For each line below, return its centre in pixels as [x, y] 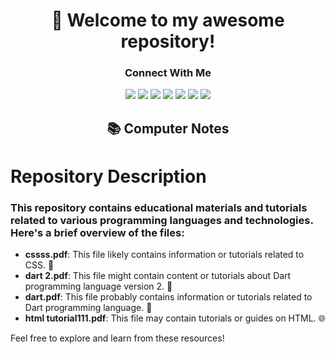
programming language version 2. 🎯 [98, 286]
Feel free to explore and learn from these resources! [117, 338]
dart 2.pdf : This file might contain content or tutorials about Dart [158, 276]
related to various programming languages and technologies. [162, 220]
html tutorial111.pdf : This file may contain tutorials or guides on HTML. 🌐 [175, 318]
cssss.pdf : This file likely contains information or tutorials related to [164, 255]
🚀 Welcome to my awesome [168, 20]
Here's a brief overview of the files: [97, 232]
